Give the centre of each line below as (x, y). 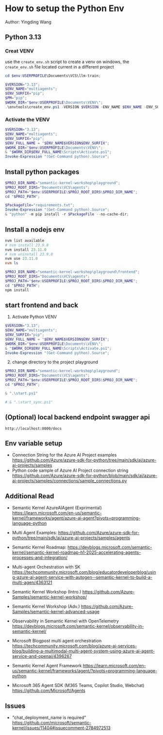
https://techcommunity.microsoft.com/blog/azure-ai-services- (74, 646)
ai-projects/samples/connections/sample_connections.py (69, 481)
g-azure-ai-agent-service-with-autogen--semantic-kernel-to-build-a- (82, 577)
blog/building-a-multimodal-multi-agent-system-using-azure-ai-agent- (83, 651)
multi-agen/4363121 (32, 582)
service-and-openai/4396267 (42, 656)
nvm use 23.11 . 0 (21, 259)
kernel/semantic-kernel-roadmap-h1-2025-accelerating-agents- (76, 552)
